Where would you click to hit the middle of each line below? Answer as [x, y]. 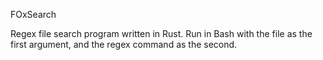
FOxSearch [33, 14]
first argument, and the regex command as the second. [124, 44]
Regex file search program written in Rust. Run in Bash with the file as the [161, 33]
